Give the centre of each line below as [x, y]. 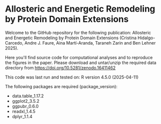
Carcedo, [14, 43]
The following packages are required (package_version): [61, 86]
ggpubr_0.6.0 [25, 106]
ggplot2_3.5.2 [26, 101]
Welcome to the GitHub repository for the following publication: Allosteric [78, 32]
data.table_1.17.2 [28, 96]
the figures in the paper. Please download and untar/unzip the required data [81, 62]
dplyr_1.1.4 [22, 116]
